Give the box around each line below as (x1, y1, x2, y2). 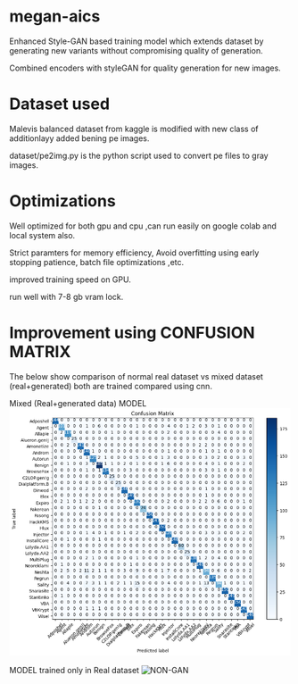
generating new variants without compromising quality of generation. (9, 45, 263, 55)
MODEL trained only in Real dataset (9, 664, 140, 675)
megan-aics (9, 6, 101, 27)
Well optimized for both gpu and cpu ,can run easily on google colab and (9, 221, 277, 231)
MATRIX (9, 342, 71, 362)
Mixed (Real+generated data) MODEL (9, 397, 147, 408)
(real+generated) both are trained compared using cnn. (9, 380, 212, 391)
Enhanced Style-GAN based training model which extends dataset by (9, 36, 264, 46)
